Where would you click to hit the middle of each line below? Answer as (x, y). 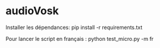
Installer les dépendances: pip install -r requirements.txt (74, 27)
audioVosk (32, 11)
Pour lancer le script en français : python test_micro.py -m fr (80, 39)
